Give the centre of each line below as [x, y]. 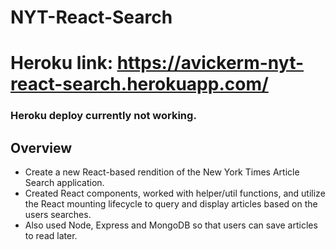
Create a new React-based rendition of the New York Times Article [162, 172]
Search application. [64, 183]
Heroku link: [61, 63]
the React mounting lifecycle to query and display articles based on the [171, 204]
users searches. [58, 215]
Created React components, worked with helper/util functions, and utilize [175, 193]
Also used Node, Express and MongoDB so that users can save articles [171, 225]
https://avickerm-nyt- [210, 63]
